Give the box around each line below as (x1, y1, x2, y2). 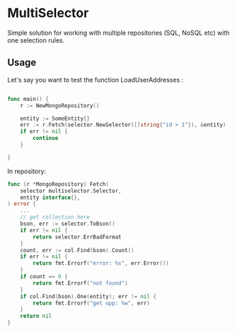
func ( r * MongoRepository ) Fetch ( (7, 180, 110, 187)
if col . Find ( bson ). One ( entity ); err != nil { (20, 293, 157, 300)
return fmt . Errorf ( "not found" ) (33, 279, 129, 287)
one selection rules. (7, 36, 65, 44)
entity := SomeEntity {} (20, 115, 91, 122)
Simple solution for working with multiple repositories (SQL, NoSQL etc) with (7, 28, 230, 37)
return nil (20, 312, 52, 320)
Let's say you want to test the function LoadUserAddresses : (7, 75, 184, 84)
